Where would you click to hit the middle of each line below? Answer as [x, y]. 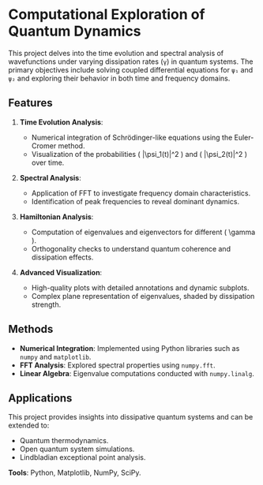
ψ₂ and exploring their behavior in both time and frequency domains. [119, 78]
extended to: [29, 425]
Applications [40, 398]
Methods [31, 329]
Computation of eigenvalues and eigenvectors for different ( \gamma [143, 232]
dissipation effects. [62, 257]
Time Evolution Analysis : [61, 122]
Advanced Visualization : [61, 272]
